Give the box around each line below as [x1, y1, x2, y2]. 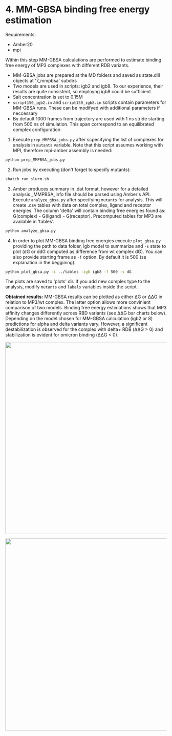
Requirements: [5, 31, 36, 37]
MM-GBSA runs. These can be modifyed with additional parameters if [12, 104, 160, 111]
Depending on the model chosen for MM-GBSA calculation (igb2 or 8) [5, 316, 153, 322]
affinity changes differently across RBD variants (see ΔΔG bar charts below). [5, 310, 167, 316]
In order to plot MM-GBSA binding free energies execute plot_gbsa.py [12, 237, 161, 244]
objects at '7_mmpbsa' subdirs [12, 77, 77, 83]
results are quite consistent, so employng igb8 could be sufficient [12, 88, 151, 94]
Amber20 [12, 41, 33, 47]
